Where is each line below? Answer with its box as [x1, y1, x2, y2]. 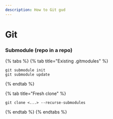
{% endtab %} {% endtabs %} [5, 109, 67, 115]
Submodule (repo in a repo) [5, 46, 73, 53]
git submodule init [5, 68, 46, 73]
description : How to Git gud [5, 7, 66, 12]
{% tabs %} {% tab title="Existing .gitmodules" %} [5, 58, 109, 64]
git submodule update [5, 72, 50, 77]
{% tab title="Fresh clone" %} [5, 90, 66, 96]
